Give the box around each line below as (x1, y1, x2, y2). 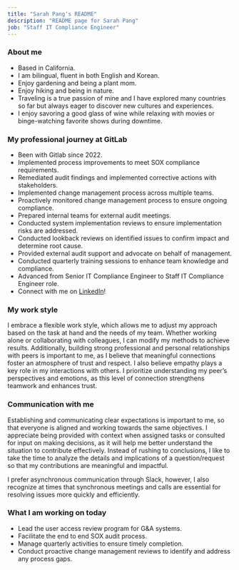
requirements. (17, 166, 59, 174)
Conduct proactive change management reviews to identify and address (17, 546, 230, 555)
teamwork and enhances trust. (7, 382, 98, 390)
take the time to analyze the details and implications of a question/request (7, 454, 225, 462)
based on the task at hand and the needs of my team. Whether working (7, 329, 217, 337)
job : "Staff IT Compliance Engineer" (7, 24, 120, 31)
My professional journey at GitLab (7, 134, 128, 144)
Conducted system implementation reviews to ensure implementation (17, 218, 223, 227)
